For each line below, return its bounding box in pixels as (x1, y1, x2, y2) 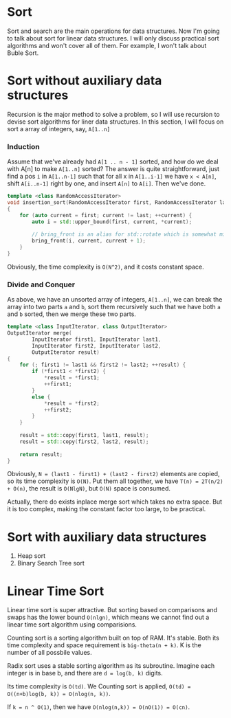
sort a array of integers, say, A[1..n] (7, 124, 111, 133)
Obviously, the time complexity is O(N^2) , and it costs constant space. (7, 262, 204, 271)
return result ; (19, 451, 63, 458)
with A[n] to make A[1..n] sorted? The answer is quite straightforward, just (7, 165, 220, 173)
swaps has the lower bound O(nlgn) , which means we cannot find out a (7, 613, 210, 622)
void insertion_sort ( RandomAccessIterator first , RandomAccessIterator (7, 199, 217, 206)
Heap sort (16, 552, 46, 560)
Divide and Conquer (7, 280, 76, 289)
